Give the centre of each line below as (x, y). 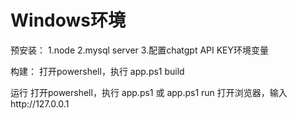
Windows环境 (68, 20)
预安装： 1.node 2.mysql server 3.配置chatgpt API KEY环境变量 (140, 50)
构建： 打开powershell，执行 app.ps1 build (97, 71)
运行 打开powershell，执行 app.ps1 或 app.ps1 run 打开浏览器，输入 (149, 92)
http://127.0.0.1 (40, 103)
